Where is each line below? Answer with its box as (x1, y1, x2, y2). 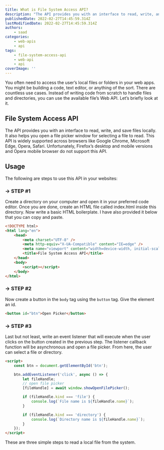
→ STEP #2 (5, 285, 32, 292)
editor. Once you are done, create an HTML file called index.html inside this (5, 204, 157, 210)
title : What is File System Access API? (5, 7, 89, 12)
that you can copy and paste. (5, 214, 64, 220)
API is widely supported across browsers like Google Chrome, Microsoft (5, 138, 150, 144)
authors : (5, 25, 23, 30)
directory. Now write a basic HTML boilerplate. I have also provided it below (5, 209, 158, 215)
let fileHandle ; (22, 377, 56, 382)
